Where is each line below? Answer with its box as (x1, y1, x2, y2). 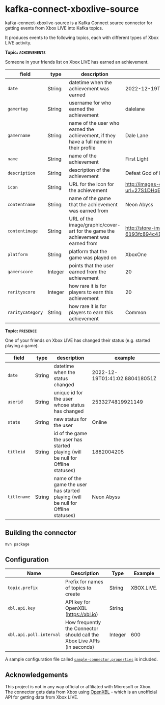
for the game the (76, 227, 115, 234)
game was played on (68, 254, 117, 261)
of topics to (65, 585, 92, 592)
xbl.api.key (7, 605, 36, 611)
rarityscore (7, 289, 36, 295)
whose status (54, 401, 85, 408)
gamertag (7, 106, 28, 111)
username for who (68, 99, 111, 106)
